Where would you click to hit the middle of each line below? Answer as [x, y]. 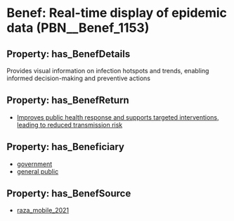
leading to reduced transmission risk [70, 125]
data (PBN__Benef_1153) [78, 28]
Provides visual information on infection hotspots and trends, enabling [108, 71]
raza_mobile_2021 [43, 210]
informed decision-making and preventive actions [78, 78]
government [34, 164]
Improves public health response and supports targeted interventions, [118, 117]
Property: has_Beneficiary [65, 147]
